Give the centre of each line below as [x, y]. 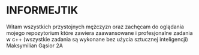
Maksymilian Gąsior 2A [34, 46]
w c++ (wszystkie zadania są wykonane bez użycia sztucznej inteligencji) [97, 39]
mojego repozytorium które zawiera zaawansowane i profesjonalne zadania [99, 33]
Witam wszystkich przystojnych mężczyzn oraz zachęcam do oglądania [95, 27]
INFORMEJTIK [42, 10]
